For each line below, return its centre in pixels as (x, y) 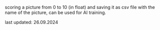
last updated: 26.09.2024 (32, 22)
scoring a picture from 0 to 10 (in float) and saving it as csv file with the (80, 7)
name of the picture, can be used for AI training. (55, 12)
